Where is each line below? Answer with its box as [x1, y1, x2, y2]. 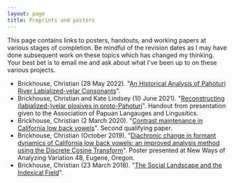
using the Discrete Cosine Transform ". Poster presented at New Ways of [17, 146, 226, 154]
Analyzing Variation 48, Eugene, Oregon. [17, 153, 135, 161]
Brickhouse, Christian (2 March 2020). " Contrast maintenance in [17, 116, 203, 124]
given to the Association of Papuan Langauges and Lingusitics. [17, 109, 199, 117]
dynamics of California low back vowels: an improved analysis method [17, 138, 220, 147]
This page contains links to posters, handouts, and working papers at [7, 36, 207, 44]
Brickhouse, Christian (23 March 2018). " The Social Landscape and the [17, 161, 222, 169]
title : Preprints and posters [7, 17, 96, 24]
